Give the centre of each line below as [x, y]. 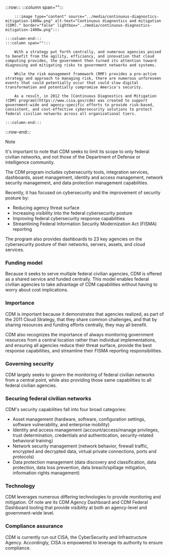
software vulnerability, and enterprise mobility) [61, 425]
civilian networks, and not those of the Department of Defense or [73, 157]
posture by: [17, 198]
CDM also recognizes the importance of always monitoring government [79, 334]
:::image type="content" [40, 17]
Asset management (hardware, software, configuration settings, [79, 419]
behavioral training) [33, 441]
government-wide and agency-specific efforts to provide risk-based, [80, 105]
